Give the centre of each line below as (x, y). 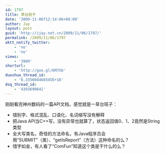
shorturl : (15, 66)
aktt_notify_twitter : (28, 43)
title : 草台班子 (20, 15)
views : (12, 56)
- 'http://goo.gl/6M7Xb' (40, 71)
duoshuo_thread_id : (25, 75)
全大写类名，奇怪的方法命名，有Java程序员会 (59, 133)
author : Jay (17, 24)
